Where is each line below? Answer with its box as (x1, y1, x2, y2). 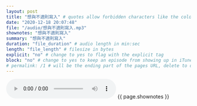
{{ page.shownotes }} (117, 93, 169, 100)
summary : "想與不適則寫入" (6, 36, 66, 41)
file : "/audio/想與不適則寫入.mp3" (6, 24, 87, 31)
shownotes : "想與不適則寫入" (6, 30, 72, 36)
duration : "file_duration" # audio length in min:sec (6, 41, 141, 47)
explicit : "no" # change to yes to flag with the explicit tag (6, 52, 164, 58)
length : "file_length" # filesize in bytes (6, 47, 114, 52)
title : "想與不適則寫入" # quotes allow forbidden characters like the (6, 14, 179, 20)
